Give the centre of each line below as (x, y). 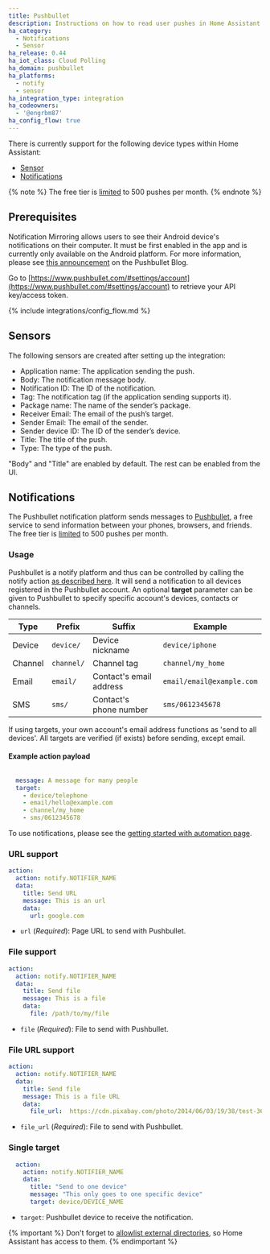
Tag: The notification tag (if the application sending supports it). (125, 396)
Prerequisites (43, 217)
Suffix (124, 627)
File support (33, 952)
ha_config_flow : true (45, 121)
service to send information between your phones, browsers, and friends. (130, 525)
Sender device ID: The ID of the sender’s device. (100, 431)
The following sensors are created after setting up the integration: (117, 355)
